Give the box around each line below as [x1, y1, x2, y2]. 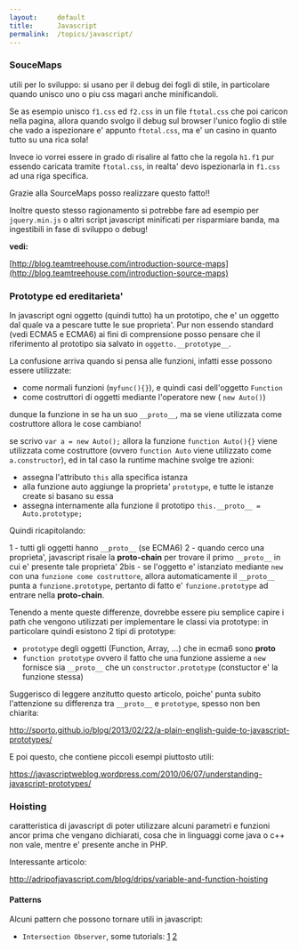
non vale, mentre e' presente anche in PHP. [9, 840, 168, 850]
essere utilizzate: [9, 365, 72, 375]
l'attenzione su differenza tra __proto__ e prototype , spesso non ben [9, 697, 261, 708]
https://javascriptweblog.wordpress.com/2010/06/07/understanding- [9, 769, 263, 779]
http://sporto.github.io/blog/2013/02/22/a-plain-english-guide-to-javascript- [9, 724, 290, 735]
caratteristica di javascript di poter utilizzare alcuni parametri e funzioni [9, 820, 271, 832]
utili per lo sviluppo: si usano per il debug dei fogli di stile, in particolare [9, 79, 270, 90]
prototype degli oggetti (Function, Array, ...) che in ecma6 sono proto [21, 642, 276, 654]
